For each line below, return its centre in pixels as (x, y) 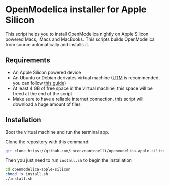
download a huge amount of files (47, 104)
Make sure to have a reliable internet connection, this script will (78, 99)
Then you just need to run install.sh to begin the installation (69, 160)
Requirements (28, 60)
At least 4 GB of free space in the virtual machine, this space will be (83, 88)
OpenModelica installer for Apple (76, 9)
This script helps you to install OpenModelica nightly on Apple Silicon (77, 34)
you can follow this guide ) (39, 83)
